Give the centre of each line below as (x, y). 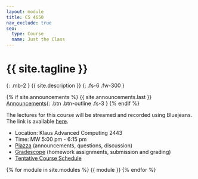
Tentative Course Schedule (48, 158)
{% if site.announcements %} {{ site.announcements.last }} (79, 97)
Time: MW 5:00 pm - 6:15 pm (51, 139)
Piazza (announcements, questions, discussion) (74, 145)
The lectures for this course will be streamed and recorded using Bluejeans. (99, 115)
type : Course (28, 34)
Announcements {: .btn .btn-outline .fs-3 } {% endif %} (73, 103)
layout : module (25, 12)
